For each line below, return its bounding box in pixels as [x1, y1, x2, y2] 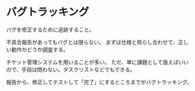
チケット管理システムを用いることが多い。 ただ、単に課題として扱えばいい [6, 58, 189, 66]
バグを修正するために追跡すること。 [6, 26, 95, 33]
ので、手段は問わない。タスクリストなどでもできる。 [6, 66, 136, 73]
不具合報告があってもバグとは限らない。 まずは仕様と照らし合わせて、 [6, 38, 178, 45]
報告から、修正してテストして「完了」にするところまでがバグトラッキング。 [6, 78, 193, 86]
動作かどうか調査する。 [11, 45, 69, 53]
